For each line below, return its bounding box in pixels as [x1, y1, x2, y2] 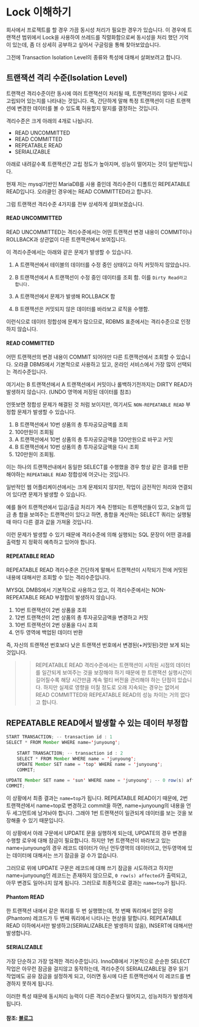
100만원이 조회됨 [14, 429, 54, 436]
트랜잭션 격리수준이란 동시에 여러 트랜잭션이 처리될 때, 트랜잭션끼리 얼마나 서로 [6, 90, 188, 97]
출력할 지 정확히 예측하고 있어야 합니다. [6, 539, 97, 546]
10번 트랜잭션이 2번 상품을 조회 [14, 607, 87, 614]
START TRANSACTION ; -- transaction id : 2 [17, 750, 123, 756]
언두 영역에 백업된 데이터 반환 [14, 629, 83, 636]
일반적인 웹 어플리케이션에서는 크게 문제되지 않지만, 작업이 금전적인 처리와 [6, 483, 177, 491]
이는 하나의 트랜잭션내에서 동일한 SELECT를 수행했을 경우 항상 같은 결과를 [6, 463, 178, 470]
